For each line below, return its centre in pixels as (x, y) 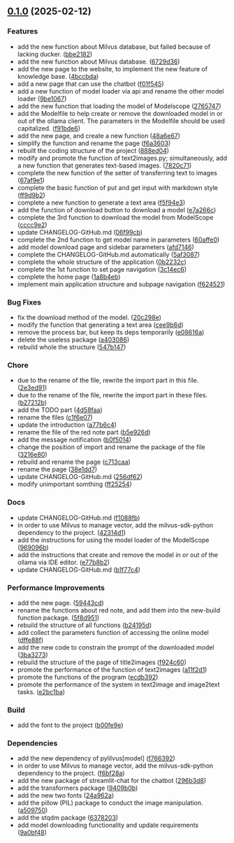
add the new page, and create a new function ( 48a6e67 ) (98, 135)
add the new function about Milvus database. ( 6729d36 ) (98, 61)
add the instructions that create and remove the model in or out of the (118, 555)
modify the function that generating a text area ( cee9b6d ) (100, 325)
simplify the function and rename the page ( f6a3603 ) (94, 143)
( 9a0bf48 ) (32, 833)
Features (23, 31)
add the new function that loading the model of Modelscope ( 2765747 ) (119, 106)
